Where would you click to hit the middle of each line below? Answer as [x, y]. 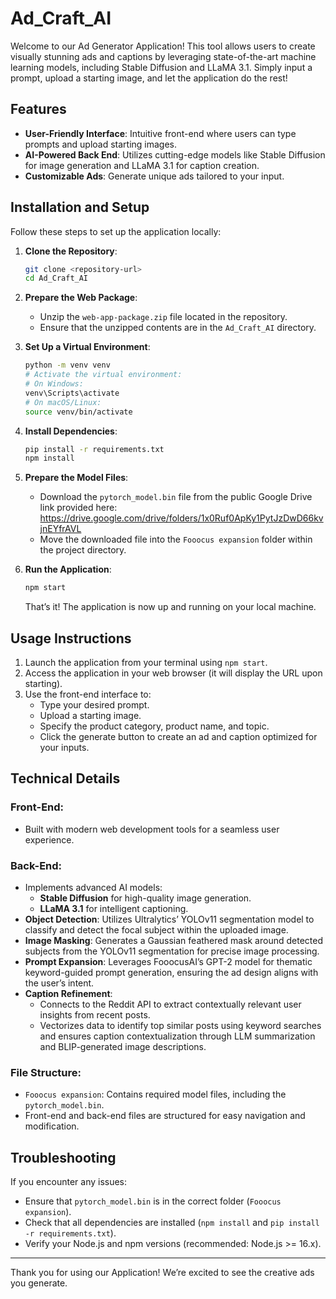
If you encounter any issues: [69, 1182]
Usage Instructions [71, 638]
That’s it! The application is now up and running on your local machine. [170, 607]
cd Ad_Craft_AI [56, 278]
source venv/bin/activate [78, 412]
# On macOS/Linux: [63, 402]
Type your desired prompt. [94, 705]
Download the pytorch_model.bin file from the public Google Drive [176, 497]
